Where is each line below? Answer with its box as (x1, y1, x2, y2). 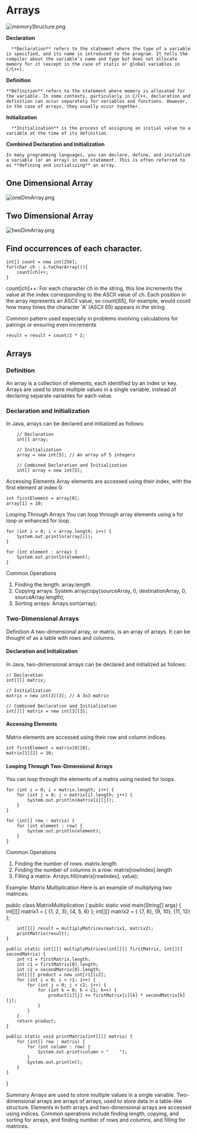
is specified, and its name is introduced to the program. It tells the (6, 51, 188, 56)
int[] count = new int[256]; (6, 259, 78, 265)
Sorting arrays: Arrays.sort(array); (14, 600, 97, 607)
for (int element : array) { (6, 549, 78, 555)
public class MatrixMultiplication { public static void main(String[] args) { (6, 902, 181, 909)
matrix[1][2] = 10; (6, 751, 54, 756)
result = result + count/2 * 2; (6, 333, 85, 339)
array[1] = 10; (6, 501, 44, 506)
